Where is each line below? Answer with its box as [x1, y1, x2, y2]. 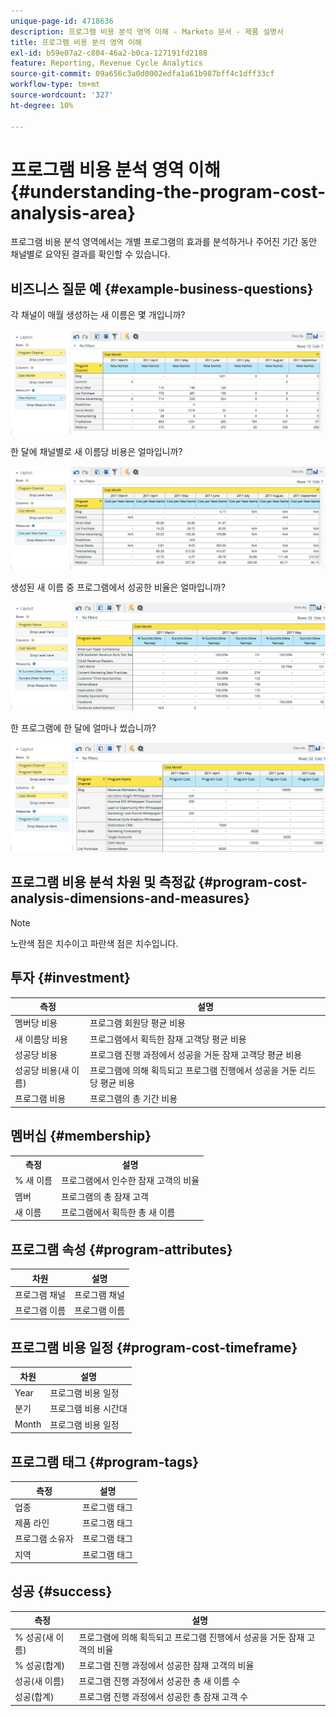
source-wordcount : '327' [10, 90, 114, 100]
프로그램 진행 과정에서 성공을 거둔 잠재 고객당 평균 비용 [89, 1048, 303, 1060]
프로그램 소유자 [14, 1533, 74, 1545]
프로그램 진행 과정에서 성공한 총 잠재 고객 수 [78, 1691, 249, 1703]
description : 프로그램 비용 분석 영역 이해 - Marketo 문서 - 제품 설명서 [10, 26, 284, 37]
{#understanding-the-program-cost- [10, 180, 327, 203]
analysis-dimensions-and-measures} [10, 890, 251, 907]
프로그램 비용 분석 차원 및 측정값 [10, 874, 196, 891]
